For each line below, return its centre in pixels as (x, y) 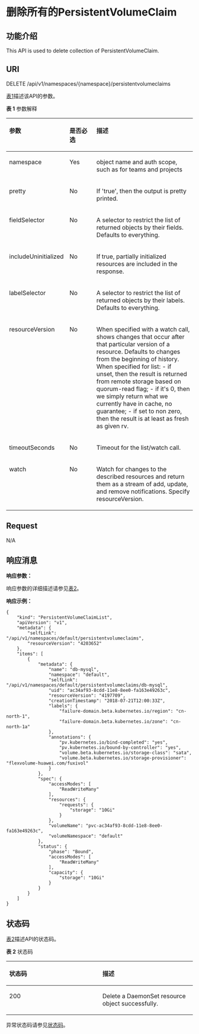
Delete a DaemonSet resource (144, 996)
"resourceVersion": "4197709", (87, 696)
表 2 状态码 (20, 952)
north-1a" (18, 727)
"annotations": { (70, 737)
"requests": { (76, 805)
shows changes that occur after (140, 337)
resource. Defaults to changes (138, 352)
